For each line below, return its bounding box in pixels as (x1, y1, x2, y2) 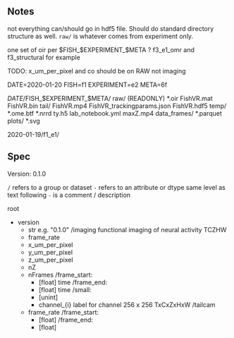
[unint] (38, 293, 58, 301)
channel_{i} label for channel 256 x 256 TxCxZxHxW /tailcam (38, 300, 216, 309)
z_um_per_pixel (27, 255, 73, 264)
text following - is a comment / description (7, 191, 131, 199)
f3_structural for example (7, 53, 81, 61)
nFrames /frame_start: (27, 270, 93, 279)
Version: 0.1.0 (7, 169, 47, 178)
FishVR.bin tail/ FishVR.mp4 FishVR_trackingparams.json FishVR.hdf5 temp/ (7, 102, 227, 110)
